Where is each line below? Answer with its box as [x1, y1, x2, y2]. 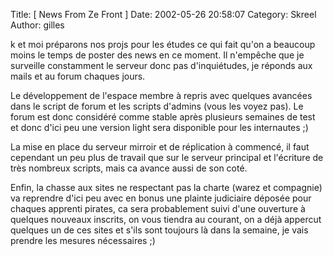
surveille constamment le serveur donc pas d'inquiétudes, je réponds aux [10, 60, 313, 71]
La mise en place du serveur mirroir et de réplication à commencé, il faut [10, 141, 310, 153]
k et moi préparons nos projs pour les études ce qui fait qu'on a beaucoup [10, 39, 316, 50]
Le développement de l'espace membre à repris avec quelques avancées [10, 90, 313, 101]
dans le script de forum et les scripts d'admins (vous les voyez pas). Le [10, 100, 304, 112]
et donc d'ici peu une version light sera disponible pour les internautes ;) [10, 122, 309, 133]
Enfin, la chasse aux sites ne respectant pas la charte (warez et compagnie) [10, 182, 323, 193]
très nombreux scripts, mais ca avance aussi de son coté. [10, 162, 248, 174]
